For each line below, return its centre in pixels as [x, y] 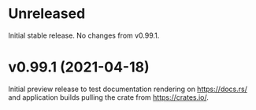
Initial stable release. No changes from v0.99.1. [84, 35]
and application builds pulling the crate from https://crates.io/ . [108, 97]
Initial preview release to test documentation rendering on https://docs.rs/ [128, 89]
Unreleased [47, 14]
